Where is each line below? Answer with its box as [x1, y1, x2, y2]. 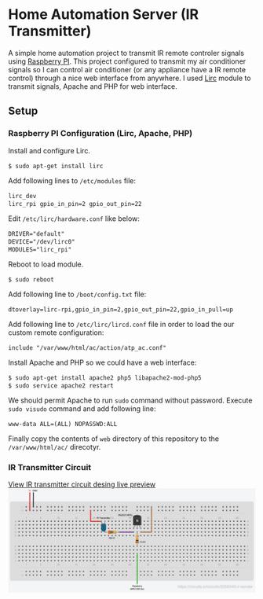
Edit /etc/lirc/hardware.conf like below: [8, 214, 140, 223]
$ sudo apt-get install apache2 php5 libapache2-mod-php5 [8, 373, 202, 382]
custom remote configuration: [8, 328, 104, 337]
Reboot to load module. [8, 259, 84, 269]
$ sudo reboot [8, 275, 55, 284]
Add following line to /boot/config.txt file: [8, 289, 147, 299]
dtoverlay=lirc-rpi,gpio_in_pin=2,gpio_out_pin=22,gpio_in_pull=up [8, 305, 234, 314]
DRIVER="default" [8, 230, 65, 237]
